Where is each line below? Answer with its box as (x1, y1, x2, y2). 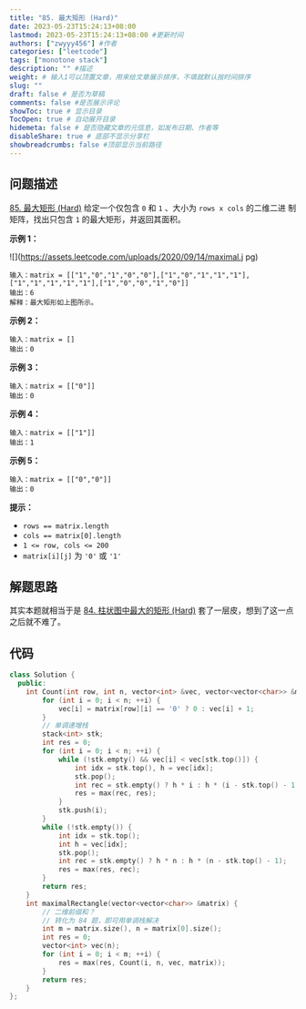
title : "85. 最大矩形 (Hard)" (9, 13, 118, 23)
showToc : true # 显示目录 (9, 107, 103, 116)
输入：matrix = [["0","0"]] (9, 474, 112, 484)
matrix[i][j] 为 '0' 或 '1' (22, 550, 122, 561)
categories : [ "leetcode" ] (9, 47, 107, 56)
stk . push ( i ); (57, 806, 107, 815)
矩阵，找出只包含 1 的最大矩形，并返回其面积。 (9, 213, 187, 224)
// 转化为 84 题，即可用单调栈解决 (42, 916, 159, 925)
